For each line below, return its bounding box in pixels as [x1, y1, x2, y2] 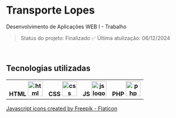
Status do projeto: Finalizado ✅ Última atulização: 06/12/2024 [20, 34, 171, 41]
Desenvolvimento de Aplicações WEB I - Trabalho [6, 23, 127, 30]
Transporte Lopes [6, 4, 95, 17]
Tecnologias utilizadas [6, 63, 91, 74]
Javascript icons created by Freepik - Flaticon [6, 104, 118, 112]
